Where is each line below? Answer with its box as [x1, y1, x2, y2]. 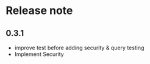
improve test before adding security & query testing [14, 44, 145, 51]
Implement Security [14, 51, 65, 58]
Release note [5, 4, 73, 18]
